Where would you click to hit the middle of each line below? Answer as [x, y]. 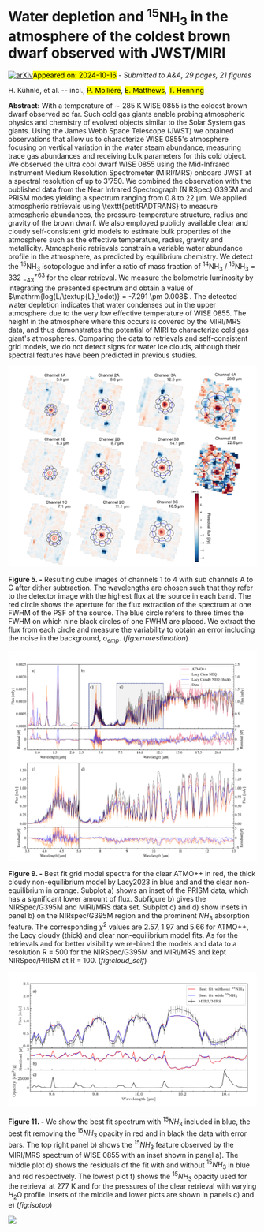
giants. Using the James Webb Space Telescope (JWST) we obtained [121, 130]
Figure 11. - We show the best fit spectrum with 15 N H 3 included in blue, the [129, 1122]
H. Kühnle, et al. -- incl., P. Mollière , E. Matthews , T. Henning [106, 90]
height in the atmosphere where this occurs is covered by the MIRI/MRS [125, 321]
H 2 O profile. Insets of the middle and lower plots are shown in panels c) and [131, 1196]
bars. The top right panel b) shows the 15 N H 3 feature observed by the [121, 1145]
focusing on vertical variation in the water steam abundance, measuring [125, 147]
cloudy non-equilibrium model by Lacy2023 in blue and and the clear [120, 882]
